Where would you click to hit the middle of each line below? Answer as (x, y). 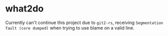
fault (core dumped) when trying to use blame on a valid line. (70, 27)
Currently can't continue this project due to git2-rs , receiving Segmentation (84, 22)
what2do (25, 9)
